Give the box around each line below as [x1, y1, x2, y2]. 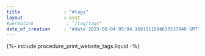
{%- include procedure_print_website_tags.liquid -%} [6, 43, 140, 50]
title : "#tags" [6, 9, 88, 15]
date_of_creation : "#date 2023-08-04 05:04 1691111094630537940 [6, 26, 187, 32]
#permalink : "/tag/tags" [6, 20, 103, 26]
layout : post [6, 15, 81, 21]
